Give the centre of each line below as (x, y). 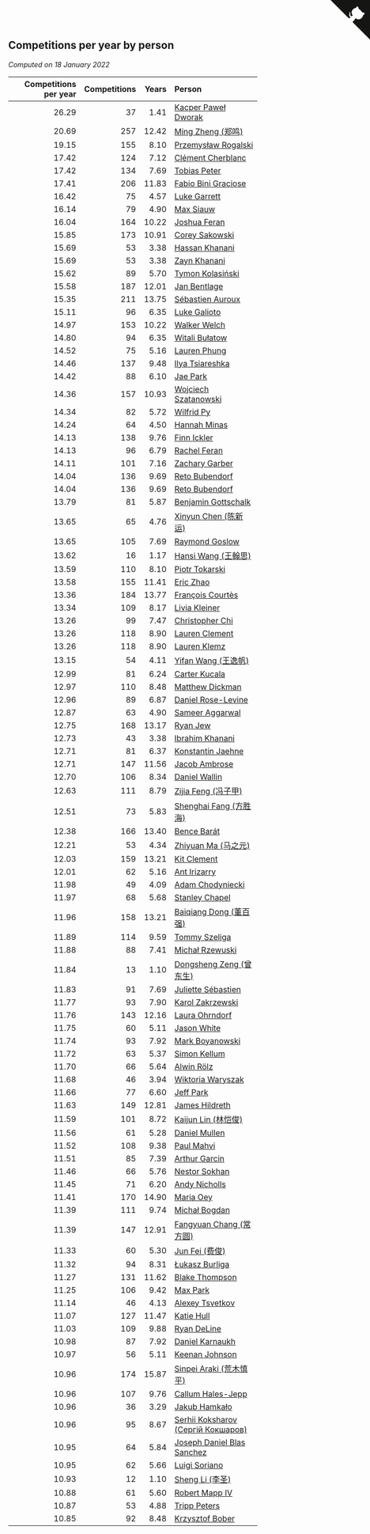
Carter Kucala (200, 674)
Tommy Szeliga (203, 937)
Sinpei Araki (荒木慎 (211, 1369)
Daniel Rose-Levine (211, 699)
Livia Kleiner (197, 608)
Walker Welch (200, 324)
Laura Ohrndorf (203, 1015)
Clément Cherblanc (210, 157)
